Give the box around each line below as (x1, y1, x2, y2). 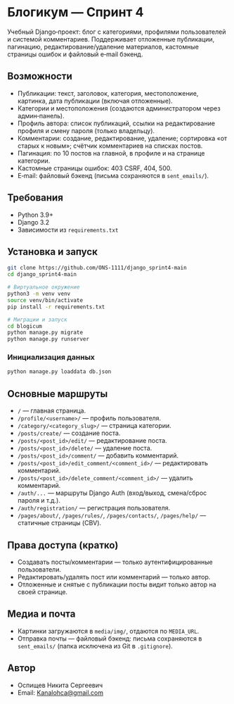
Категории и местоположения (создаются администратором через (17, 103, 221, 113)
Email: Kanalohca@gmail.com (17, 688, 104, 697)
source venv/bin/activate (7, 296, 83, 303)
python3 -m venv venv (7, 290, 71, 297)
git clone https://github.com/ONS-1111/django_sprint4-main (7, 265, 188, 272)
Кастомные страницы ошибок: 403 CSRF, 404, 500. (17, 163, 172, 172)
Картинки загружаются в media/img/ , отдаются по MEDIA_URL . (17, 627, 200, 635)
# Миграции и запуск (7, 316, 68, 323)
